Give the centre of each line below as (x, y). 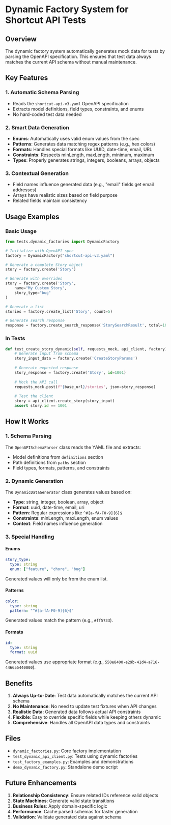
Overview (21, 39)
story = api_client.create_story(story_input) (65, 401)
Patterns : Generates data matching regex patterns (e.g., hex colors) (84, 144)
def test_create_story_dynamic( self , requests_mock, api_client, (76, 349)
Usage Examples (32, 216)
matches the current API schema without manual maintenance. (71, 62)
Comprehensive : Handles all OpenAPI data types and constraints (81, 723)
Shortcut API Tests (46, 20)
